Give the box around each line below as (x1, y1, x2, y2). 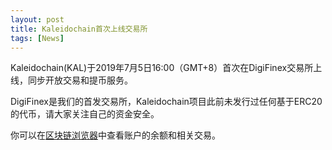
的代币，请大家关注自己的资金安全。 (10, 108, 160, 120)
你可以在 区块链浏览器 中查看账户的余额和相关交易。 (10, 129, 221, 141)
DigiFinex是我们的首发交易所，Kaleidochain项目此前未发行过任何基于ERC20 (10, 96, 323, 108)
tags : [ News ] (10, 33, 65, 43)
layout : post (10, 14, 65, 25)
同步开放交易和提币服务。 (27, 74, 133, 86)
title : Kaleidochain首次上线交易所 (10, 24, 148, 34)
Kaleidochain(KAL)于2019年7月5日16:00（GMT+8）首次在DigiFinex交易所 (10, 62, 314, 74)
